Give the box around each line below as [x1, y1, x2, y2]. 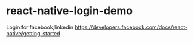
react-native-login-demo [6, 4, 133, 18]
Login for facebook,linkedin [6, 24, 73, 31]
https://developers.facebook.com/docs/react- [74, 24, 188, 31]
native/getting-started [6, 29, 61, 37]
